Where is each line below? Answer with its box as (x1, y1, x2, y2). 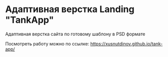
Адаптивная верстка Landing (5, 4, 135, 15)
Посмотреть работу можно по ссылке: (5, 40, 90, 46)
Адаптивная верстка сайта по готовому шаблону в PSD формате (5, 31, 146, 37)
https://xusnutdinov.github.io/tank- (90, 40, 163, 46)
